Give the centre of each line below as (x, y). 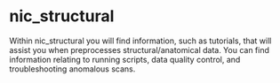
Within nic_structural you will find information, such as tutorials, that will (140, 41)
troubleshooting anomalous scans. (72, 69)
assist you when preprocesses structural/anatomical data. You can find (139, 49)
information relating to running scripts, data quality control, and (125, 59)
